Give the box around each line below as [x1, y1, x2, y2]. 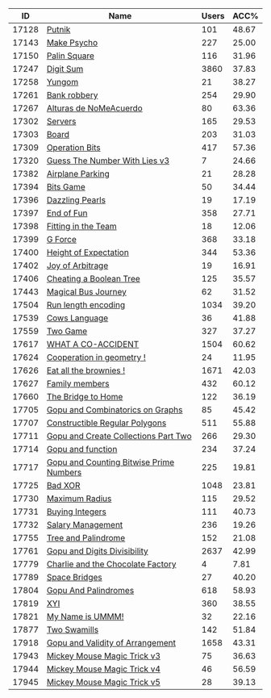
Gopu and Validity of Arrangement [46, 637, 176, 648]
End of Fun [46, 207, 88, 219]
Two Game [46, 326, 88, 336]
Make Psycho [46, 37, 98, 48]
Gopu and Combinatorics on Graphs [46, 404, 183, 415]
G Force [46, 234, 77, 245]
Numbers [46, 467, 82, 478]
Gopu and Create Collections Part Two [46, 431, 192, 441]
